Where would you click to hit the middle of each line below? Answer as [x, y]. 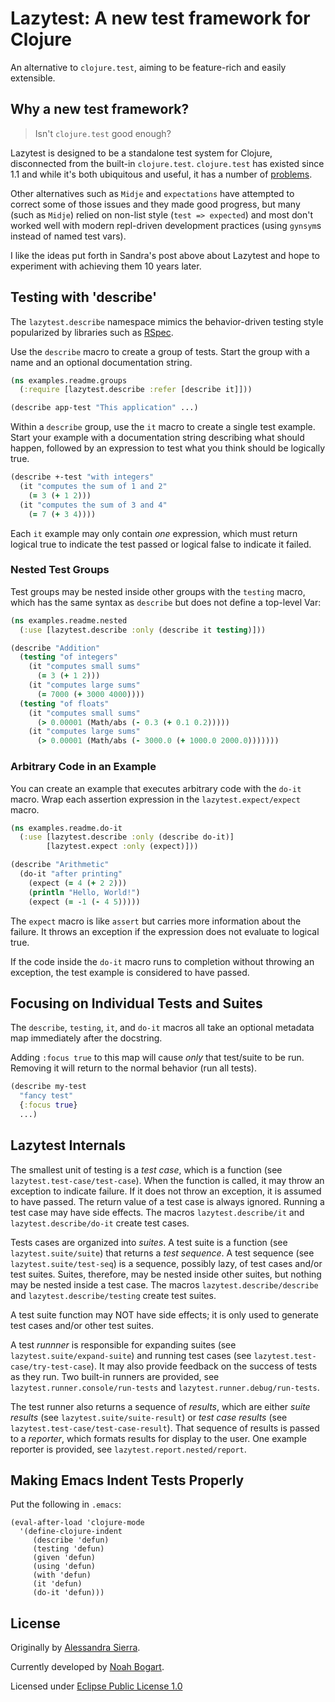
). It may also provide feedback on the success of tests [204, 1366]
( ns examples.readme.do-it [66, 828]
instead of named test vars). [68, 236]
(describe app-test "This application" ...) [104, 408]
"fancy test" [46, 1096]
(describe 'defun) [71, 1540]
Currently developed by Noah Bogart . [87, 1667]
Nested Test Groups [60, 570]
